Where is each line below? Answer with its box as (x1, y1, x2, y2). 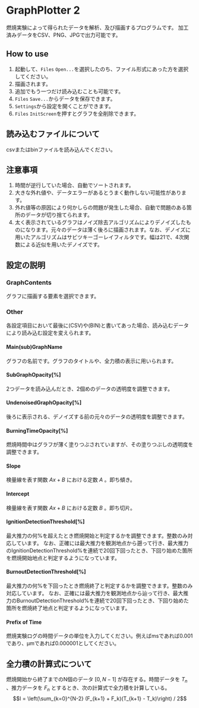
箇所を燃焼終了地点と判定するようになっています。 (6, 604, 131, 611)
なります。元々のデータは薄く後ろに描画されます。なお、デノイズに (25, 226, 191, 233)
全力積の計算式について (6, 659, 92, 669)
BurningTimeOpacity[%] (6, 427, 68, 434)
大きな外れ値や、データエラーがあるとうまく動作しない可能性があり (14, 189, 182, 196)
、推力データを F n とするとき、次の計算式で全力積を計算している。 (6, 684, 170, 693)
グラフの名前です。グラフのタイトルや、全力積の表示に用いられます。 (6, 357, 177, 364)
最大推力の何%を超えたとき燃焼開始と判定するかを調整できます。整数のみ (6, 532, 188, 539)
